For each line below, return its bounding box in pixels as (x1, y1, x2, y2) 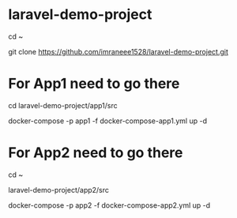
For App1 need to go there (8, 75, 180, 92)
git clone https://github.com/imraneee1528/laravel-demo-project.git (8, 47, 229, 56)
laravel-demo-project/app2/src (8, 185, 109, 194)
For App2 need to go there (8, 144, 183, 162)
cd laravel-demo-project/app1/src (8, 100, 118, 110)
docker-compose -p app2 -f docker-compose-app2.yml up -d (8, 200, 211, 210)
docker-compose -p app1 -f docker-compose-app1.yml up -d (8, 116, 208, 126)
